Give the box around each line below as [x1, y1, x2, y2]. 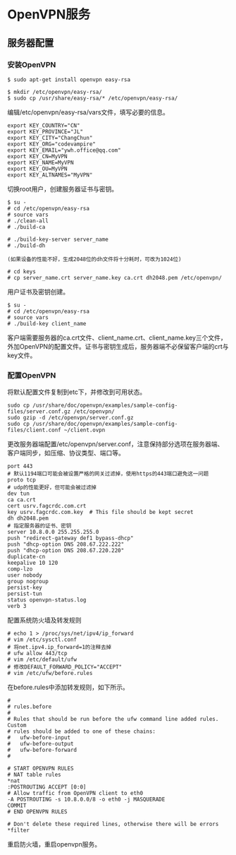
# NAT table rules [7, 771, 61, 779]
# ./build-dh [7, 241, 46, 249]
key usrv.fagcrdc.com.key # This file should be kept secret [7, 509, 194, 516]
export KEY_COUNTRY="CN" [7, 121, 80, 129]
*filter [7, 827, 30, 834]
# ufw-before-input [7, 734, 71, 741]
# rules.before [7, 703, 52, 710]
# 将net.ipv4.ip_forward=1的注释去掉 [7, 644, 111, 651]
